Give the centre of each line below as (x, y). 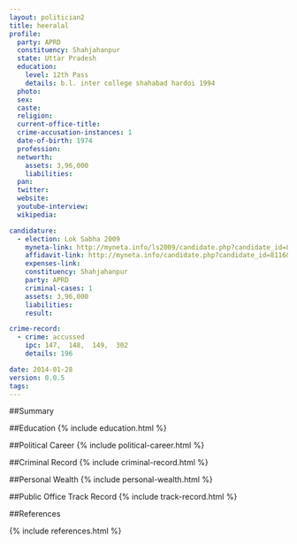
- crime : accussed (51, 337)
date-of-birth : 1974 (55, 141)
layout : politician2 (47, 17)
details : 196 (49, 354)
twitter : (33, 190)
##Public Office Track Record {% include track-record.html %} (123, 497)
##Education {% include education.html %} (88, 428)
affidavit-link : (55, 256)
